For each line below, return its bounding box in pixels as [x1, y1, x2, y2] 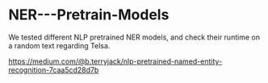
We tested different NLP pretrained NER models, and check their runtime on [8, 32, 261, 42]
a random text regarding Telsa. [8, 40, 111, 50]
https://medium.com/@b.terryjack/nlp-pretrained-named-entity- [8, 56, 223, 66]
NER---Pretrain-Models [8, 6, 170, 24]
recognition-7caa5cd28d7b [8, 64, 99, 74]
